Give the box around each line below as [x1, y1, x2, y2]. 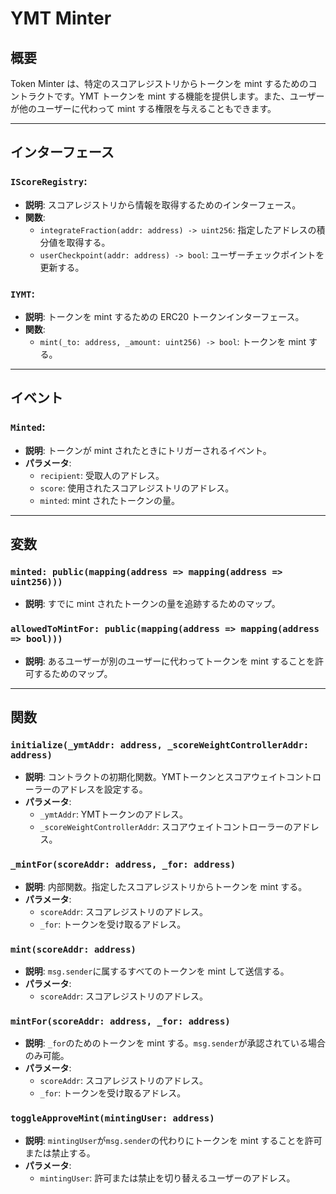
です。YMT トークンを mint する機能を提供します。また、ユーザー [53, 90, 325, 102]
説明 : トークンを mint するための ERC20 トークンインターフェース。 [24, 310, 305, 322]
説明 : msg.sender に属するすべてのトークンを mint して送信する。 [24, 965, 290, 977]
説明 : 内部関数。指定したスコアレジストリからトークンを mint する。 [24, 880, 308, 892]
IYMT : [10, 287, 35, 301]
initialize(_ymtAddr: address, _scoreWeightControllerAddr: [10, 739, 310, 751]
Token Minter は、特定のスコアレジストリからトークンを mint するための [10, 78, 309, 89]
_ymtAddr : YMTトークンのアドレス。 [39, 808, 189, 821]
